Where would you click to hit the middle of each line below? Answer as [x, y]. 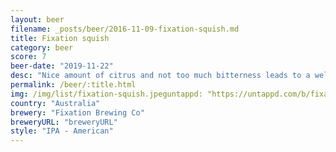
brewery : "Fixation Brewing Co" [77, 112]
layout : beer [37, 19]
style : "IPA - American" [62, 131]
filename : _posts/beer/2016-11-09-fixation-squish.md [125, 29]
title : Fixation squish [60, 38]
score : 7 [28, 57]
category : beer [42, 47]
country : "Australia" [55, 103]
